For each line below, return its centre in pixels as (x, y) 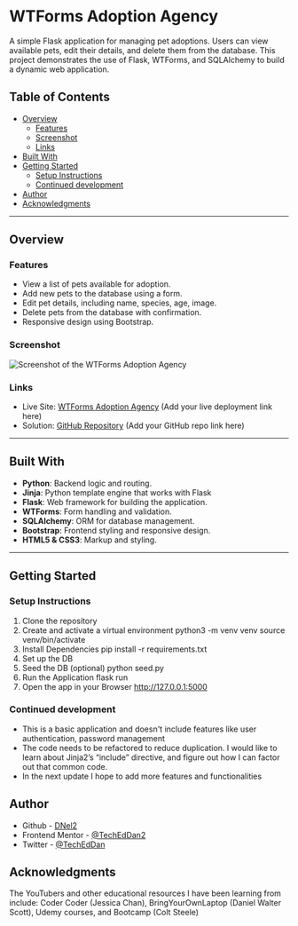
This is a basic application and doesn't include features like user (139, 729)
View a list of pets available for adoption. (96, 284)
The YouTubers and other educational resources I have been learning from (145, 893)
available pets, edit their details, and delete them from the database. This (142, 50)
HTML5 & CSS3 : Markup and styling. (89, 540)
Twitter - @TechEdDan (63, 844)
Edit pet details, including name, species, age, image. (119, 303)
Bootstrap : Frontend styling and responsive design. (116, 530)
